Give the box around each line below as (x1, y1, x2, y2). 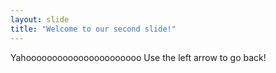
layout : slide (10, 14, 70, 25)
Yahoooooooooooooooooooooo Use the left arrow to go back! (10, 51, 267, 63)
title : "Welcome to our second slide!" (10, 24, 177, 34)
